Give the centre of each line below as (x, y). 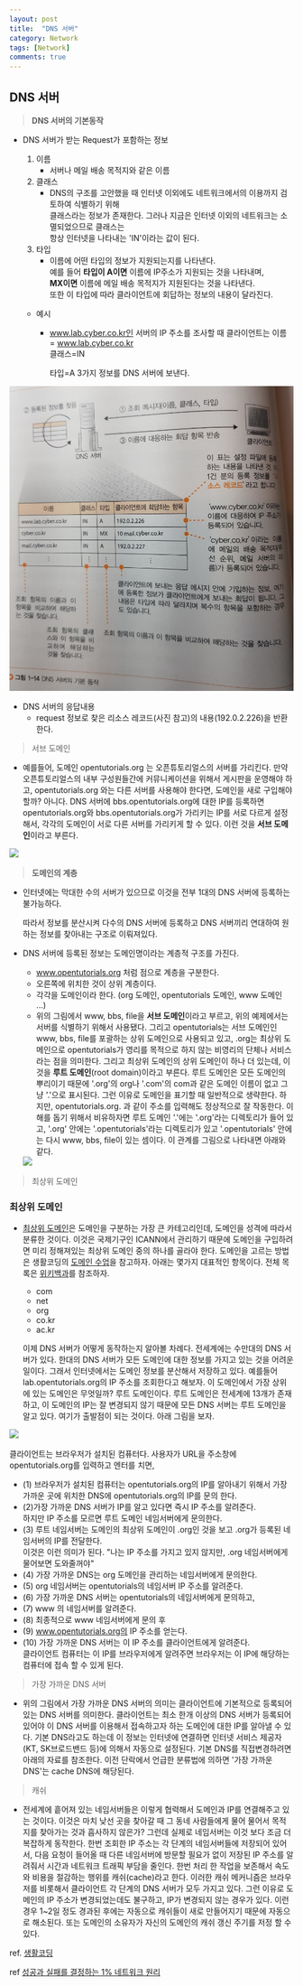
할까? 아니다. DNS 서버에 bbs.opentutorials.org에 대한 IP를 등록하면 (143, 801)
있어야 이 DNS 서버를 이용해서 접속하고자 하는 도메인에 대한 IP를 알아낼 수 (152, 1726)
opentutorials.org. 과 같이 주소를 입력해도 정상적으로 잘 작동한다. (170, 1105)
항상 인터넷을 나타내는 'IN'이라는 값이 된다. (124, 238)
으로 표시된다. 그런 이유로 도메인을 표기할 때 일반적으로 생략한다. (164, 1095)
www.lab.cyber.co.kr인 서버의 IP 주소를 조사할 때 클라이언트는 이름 (168, 332)
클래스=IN (67, 353)
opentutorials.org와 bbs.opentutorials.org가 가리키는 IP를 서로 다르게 (147, 812)
